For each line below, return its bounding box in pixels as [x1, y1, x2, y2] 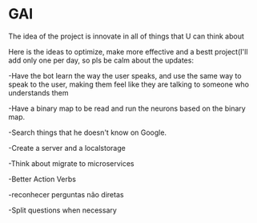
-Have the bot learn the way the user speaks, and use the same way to [8, 71, 242, 80]
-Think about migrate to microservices [8, 158, 135, 168]
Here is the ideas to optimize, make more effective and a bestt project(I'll [8, 47, 248, 56]
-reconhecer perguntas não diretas [8, 189, 124, 199]
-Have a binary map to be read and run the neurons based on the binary [8, 103, 246, 113]
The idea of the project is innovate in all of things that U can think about [8, 31, 244, 41]
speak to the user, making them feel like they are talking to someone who [8, 79, 250, 89]
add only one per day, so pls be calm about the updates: [8, 55, 195, 65]
